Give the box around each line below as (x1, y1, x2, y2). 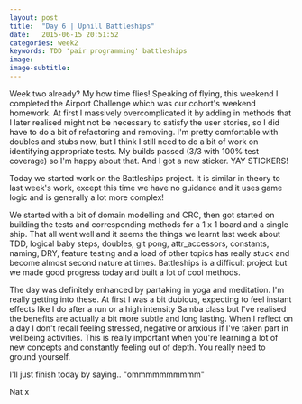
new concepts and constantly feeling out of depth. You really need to (9, 342, 266, 353)
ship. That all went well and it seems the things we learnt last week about (9, 228, 281, 239)
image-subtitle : (9, 64, 70, 73)
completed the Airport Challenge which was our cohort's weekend (9, 97, 257, 108)
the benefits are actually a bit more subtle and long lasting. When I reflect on (9, 313, 294, 324)
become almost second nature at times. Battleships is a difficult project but (9, 257, 288, 268)
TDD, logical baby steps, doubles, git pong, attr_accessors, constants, (9, 238, 270, 249)
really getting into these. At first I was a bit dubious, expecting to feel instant (9, 294, 292, 305)
